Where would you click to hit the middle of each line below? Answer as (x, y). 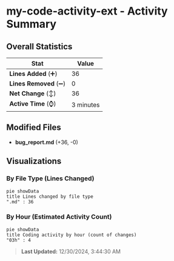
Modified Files (34, 128)
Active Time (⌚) (33, 103)
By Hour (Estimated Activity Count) (59, 217)
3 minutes (85, 104)
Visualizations (34, 161)
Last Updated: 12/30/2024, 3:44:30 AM (71, 251)
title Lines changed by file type (50, 196)
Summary (31, 24)
